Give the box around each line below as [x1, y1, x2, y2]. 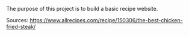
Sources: [6, 17, 29, 23]
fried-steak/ [6, 23, 36, 30]
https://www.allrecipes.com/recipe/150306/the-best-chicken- [29, 17, 183, 23]
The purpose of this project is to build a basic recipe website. [6, 5, 158, 12]
